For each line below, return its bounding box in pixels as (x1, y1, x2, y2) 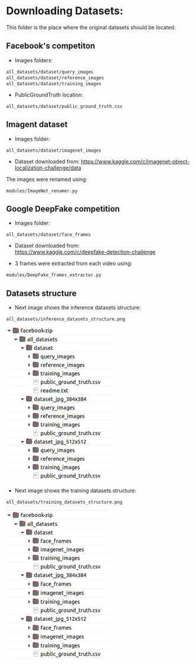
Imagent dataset (6, 120, 68, 130)
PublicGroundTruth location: (14, 91, 84, 98)
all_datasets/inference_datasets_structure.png (6, 316, 126, 323)
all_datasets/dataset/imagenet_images (6, 147, 102, 154)
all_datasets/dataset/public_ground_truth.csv (6, 103, 123, 109)
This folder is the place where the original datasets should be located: (6, 24, 176, 31)
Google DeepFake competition (6, 203, 120, 214)
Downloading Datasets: (6, 4, 124, 18)
